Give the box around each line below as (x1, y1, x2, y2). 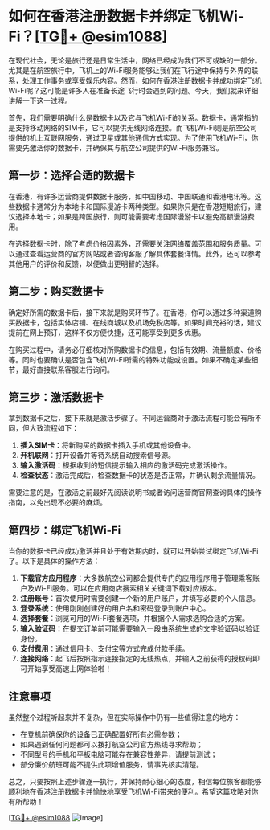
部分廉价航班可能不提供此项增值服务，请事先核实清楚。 (19, 760, 203, 769)
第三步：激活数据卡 (8, 390, 104, 404)
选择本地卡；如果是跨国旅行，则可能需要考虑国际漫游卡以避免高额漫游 (14, 211, 247, 221)
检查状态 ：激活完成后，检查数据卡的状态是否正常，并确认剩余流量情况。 (19, 471, 260, 480)
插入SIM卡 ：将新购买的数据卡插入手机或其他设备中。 (19, 440, 195, 450)
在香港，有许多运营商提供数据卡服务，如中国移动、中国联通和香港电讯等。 (8, 191, 255, 201)
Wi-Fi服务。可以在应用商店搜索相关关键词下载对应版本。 (34, 583, 222, 593)
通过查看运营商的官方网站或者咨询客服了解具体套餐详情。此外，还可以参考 (14, 248, 262, 258)
